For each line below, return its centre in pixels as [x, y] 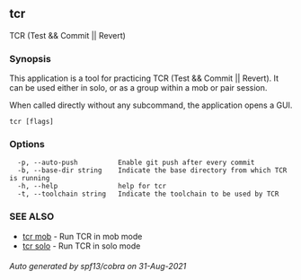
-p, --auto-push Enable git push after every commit [136, 163]
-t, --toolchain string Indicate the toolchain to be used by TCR [148, 194]
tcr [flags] [31, 122]
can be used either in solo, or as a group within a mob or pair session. [138, 88]
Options [27, 144]
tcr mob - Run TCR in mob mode [82, 236]
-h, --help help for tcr [92, 187]
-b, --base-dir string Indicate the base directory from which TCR [152, 171]
